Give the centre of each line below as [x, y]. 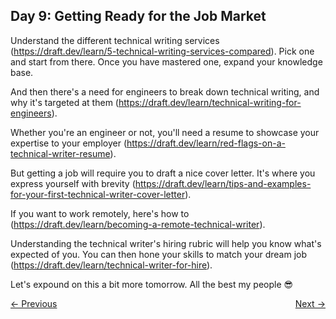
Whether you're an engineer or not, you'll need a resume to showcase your [165, 132]
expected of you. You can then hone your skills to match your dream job [159, 254]
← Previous [34, 303]
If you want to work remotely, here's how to [100, 213]
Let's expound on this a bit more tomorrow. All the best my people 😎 [152, 284]
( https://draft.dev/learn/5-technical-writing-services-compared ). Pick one [162, 51]
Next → [310, 303]
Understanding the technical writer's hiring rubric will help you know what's [166, 243]
